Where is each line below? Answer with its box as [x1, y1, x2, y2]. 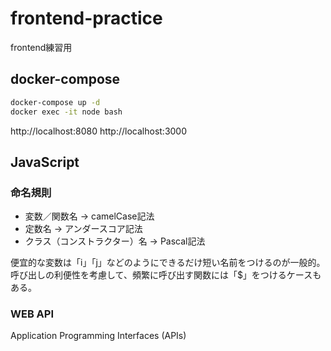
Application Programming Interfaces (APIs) [10, 330, 187, 342]
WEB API [10, 307, 55, 321]
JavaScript [10, 153, 80, 171]
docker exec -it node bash [10, 107, 123, 117]
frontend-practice [10, 7, 163, 30]
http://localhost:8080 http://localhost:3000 [10, 125, 188, 137]
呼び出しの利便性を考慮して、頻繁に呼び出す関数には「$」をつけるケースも [10, 269, 322, 281]
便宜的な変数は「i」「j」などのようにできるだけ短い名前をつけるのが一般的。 [10, 257, 326, 269]
